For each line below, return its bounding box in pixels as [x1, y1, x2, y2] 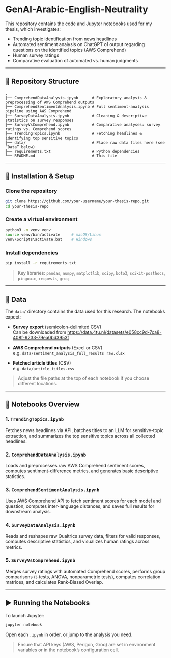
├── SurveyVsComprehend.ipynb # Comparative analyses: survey [5, 122, 160, 127]
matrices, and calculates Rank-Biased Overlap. [5, 579, 103, 585]
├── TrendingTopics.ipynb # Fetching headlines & [5, 131, 142, 136]
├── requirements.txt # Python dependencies [5, 149, 140, 154]
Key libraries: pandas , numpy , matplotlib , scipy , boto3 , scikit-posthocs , [17, 270, 165, 276]
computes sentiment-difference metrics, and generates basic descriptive [5, 468, 159, 474]
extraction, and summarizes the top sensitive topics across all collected [5, 433, 155, 439]
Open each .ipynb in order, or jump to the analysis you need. [5, 631, 133, 638]
